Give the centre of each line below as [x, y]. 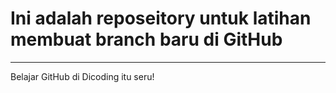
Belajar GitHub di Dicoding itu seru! [82, 76]
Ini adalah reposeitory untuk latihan [161, 18]
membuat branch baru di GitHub [146, 39]
